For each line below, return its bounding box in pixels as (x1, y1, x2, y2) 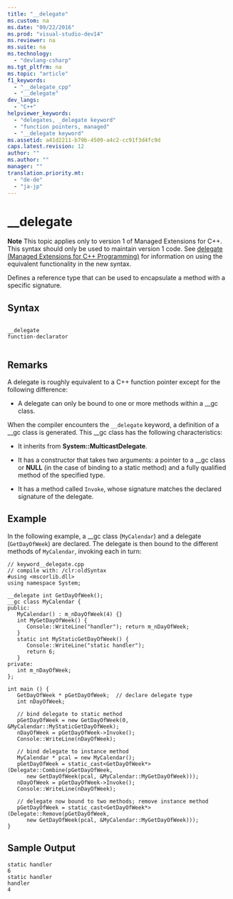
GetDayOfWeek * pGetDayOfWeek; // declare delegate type (16, 692, 193, 699)
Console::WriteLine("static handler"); (26, 642, 145, 649)
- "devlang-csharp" (14, 57, 72, 64)
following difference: (7, 385, 68, 394)
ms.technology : (7, 51, 53, 58)
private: (7, 660, 33, 667)
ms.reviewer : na (7, 37, 56, 44)
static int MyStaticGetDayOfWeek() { (16, 635, 130, 642)
